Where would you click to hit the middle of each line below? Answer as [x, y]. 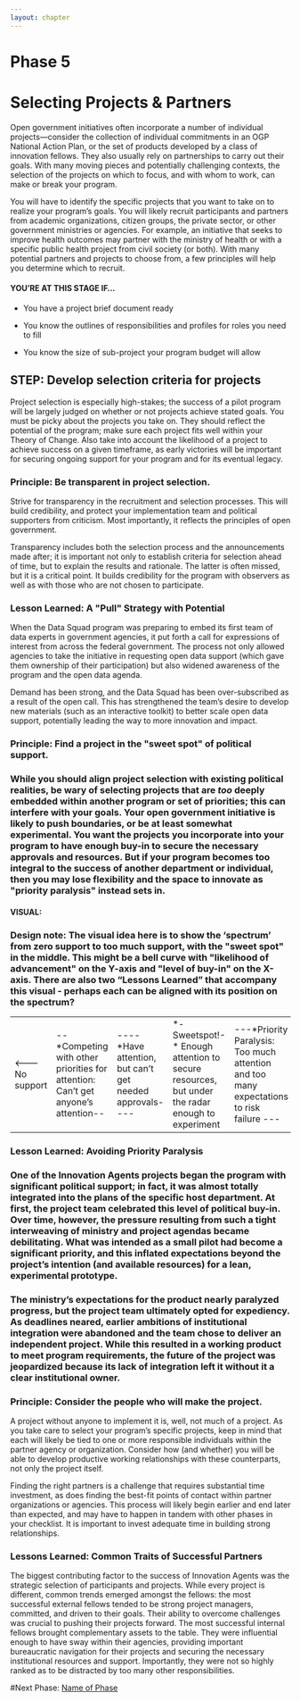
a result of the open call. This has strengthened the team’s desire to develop [150, 702]
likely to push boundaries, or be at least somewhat [121, 824]
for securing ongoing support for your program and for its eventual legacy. [146, 459]
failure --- [257, 1119]
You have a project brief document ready [98, 308]
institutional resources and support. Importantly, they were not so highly [142, 1661]
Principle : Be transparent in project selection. [110, 481]
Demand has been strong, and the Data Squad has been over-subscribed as [150, 692]
